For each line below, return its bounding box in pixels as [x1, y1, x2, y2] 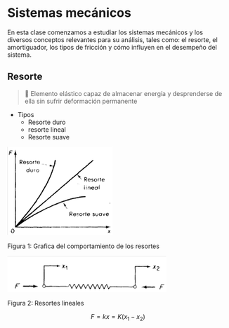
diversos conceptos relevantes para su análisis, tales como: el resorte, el [7, 35, 218, 43]
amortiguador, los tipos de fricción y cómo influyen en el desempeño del [7, 43, 218, 51]
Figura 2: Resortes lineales [7, 299, 84, 307]
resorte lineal [27, 125, 67, 134]
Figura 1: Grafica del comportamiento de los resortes [7, 242, 160, 250]
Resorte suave [27, 132, 70, 141]
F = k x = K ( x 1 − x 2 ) [91, 312, 145, 322]
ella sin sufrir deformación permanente [24, 97, 138, 105]
